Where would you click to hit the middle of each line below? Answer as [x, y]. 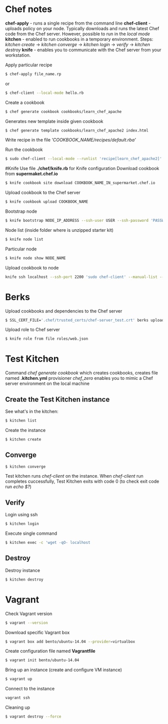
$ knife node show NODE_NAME [35, 258]
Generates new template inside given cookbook [54, 121]
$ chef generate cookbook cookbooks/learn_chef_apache [63, 111]
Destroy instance [23, 570]
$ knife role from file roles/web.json [47, 339]
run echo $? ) [18, 487]
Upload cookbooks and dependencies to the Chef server [64, 311]
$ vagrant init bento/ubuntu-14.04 [42, 660]
